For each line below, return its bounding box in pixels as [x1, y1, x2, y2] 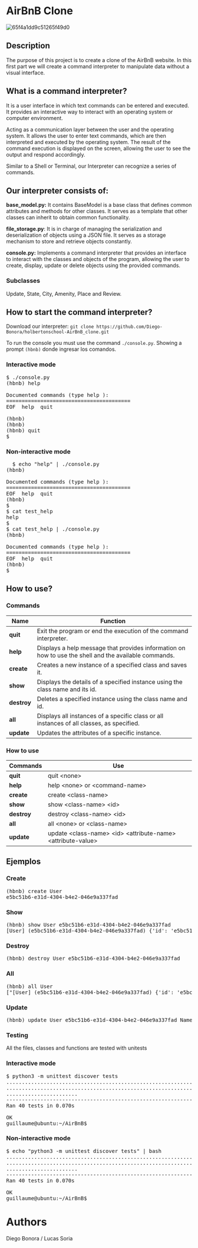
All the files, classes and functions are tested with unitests [6, 1044, 147, 1052]
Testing [6, 1031, 28, 1039]
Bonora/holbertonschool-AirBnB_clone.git [6, 329, 110, 335]
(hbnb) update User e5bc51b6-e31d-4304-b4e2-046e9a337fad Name [6, 1016, 193, 1023]
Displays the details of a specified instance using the [37, 677, 183, 686]
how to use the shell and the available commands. [37, 651, 175, 659]
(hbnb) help [6, 380, 41, 386]
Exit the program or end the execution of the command [37, 627, 189, 635]
